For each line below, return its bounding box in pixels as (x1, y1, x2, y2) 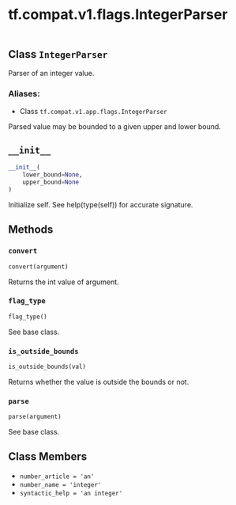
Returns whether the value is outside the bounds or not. (8, 377, 189, 386)
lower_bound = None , (22, 171, 83, 179)
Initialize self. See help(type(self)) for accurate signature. (8, 199, 193, 209)
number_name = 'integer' (19, 480, 102, 488)
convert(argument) (8, 263, 69, 271)
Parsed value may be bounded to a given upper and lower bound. (8, 121, 221, 131)
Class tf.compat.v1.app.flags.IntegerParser (19, 106, 167, 116)
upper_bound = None (22, 178, 80, 187)
